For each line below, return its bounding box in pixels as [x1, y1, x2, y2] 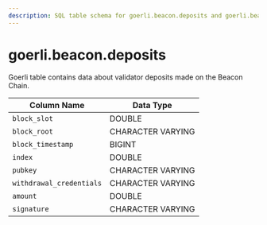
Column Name [29, 99, 85, 111]
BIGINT [110, 138, 137, 149]
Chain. [8, 80, 30, 90]
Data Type [132, 99, 172, 111]
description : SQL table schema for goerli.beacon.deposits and [8, 11, 222, 20]
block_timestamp [12, 140, 74, 149]
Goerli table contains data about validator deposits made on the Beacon [8, 72, 243, 82]
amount [12, 192, 37, 200]
